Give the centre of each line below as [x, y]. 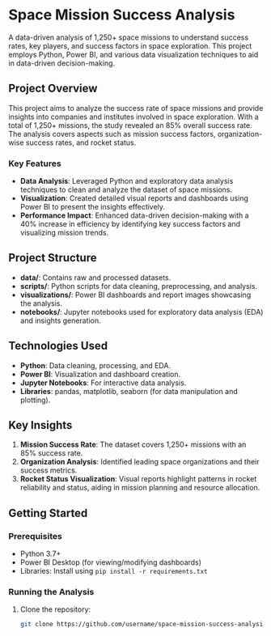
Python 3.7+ [40, 554]
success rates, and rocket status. [81, 142]
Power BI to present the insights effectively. [93, 207]
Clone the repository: [55, 609]
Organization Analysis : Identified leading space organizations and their [140, 462]
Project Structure [53, 258]
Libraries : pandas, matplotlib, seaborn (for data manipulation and [129, 391]
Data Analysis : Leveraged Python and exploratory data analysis [127, 181]
